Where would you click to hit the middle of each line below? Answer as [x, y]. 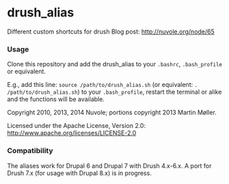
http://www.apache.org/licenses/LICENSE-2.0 [72, 133]
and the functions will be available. [56, 99]
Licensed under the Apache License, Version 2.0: [76, 126]
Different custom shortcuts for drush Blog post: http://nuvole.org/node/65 [111, 31]
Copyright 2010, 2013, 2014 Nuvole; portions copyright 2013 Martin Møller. [112, 113]
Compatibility [30, 150]
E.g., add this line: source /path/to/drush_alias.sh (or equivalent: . [103, 85]
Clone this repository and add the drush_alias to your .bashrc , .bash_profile [115, 64]
